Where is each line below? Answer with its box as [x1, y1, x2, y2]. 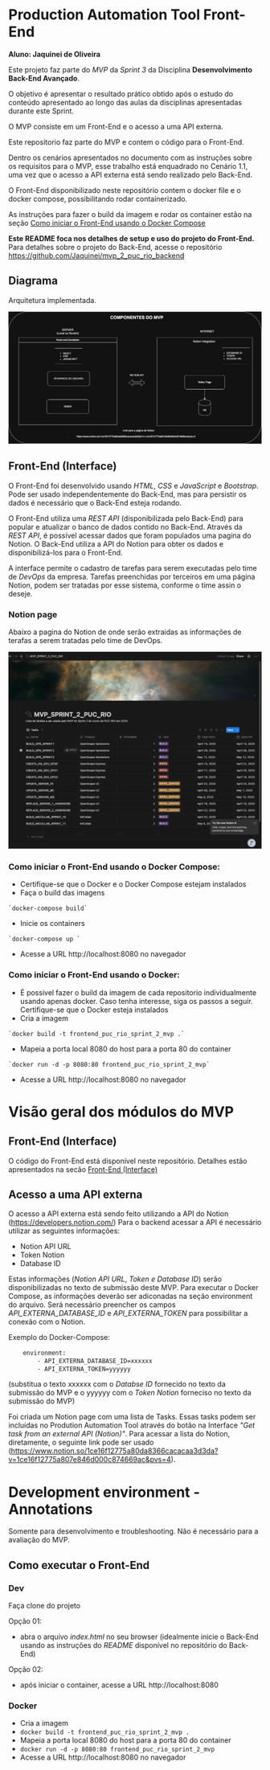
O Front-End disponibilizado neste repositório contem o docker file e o [8, 185, 241, 195]
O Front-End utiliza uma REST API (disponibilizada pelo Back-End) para [8, 513, 243, 523]
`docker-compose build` [8, 904, 88, 913]
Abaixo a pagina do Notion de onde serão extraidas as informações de [8, 627, 243, 637]
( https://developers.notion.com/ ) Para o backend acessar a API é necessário [8, 1218, 262, 1227]
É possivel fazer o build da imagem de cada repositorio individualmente [19, 987, 257, 998]
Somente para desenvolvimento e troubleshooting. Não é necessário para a [8, 1526, 259, 1536]
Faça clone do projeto [8, 1600, 81, 1610]
